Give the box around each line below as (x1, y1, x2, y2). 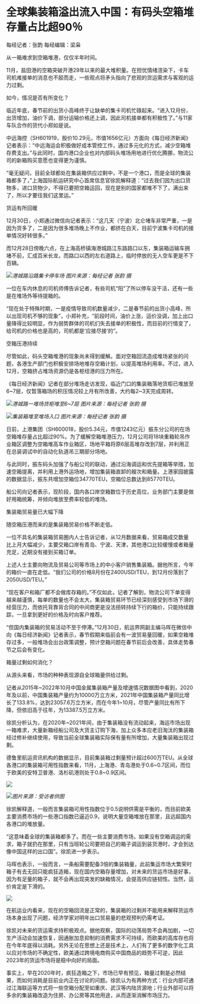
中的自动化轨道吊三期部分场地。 (32, 447, 111, 455)
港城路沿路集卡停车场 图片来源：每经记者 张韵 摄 (12, 272, 132, 279)
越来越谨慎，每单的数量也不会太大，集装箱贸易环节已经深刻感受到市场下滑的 (6, 596, 194, 603)
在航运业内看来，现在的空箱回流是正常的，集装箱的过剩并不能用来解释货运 (6, 906, 189, 913)
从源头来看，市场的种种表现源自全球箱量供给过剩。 (6, 671, 132, 678)
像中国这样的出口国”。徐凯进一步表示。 (6, 847, 103, 855)
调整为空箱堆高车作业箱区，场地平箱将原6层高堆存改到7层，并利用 (21, 440, 185, 447)
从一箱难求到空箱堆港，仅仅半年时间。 (6, 54, 100, 61)
